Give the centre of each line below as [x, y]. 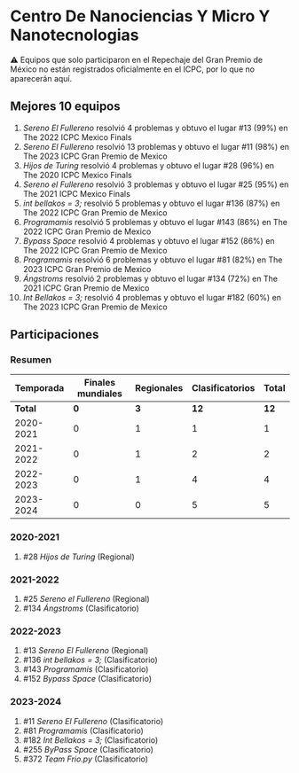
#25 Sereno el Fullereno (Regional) [86, 599]
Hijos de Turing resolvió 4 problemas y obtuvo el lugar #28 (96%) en [148, 165]
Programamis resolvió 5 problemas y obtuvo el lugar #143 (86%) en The [155, 222]
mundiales [99, 394]
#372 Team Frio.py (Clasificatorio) [86, 759]
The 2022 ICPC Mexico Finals [77, 137]
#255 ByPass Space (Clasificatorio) [88, 749]
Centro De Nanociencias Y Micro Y [140, 16]
